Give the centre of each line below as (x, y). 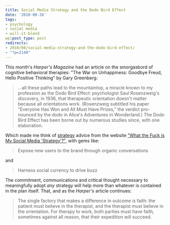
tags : (11, 19)
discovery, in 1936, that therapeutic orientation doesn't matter (82, 98)
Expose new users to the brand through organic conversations (83, 150)
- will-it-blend (22, 34)
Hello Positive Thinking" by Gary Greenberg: (52, 78)
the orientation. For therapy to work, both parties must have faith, (86, 211)
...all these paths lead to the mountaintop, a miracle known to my (85, 87)
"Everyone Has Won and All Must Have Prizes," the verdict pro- (84, 109)
